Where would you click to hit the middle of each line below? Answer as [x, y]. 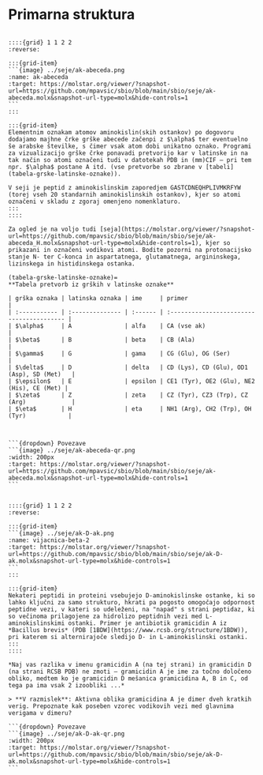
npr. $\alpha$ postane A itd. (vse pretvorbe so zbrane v [105, 167]
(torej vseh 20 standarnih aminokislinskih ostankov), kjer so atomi [125, 194]
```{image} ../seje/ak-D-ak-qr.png [67, 734]
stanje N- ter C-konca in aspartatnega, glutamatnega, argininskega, [125, 257]
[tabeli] [220, 167]
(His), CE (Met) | [38, 388]
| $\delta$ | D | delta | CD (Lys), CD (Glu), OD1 [128, 367]
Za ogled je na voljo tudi [52, 229]
